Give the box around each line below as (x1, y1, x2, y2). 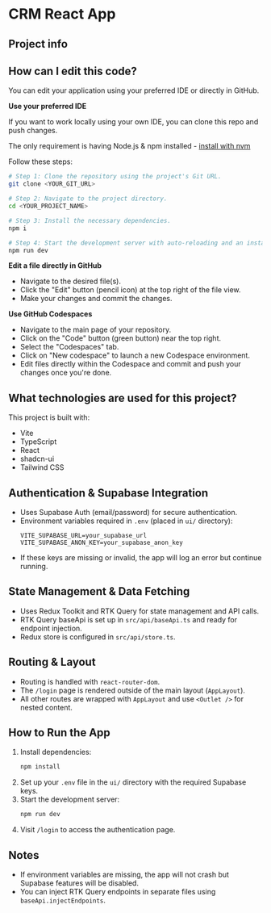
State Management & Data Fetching (8, 584, 190, 598)
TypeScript (19, 437, 57, 446)
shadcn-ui (19, 454, 55, 464)
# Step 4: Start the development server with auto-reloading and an (8, 239, 244, 247)
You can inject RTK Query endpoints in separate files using (19, 887, 216, 897)
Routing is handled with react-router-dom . (19, 676, 161, 686)
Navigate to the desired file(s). (19, 276, 121, 287)
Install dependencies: (19, 748, 92, 757)
